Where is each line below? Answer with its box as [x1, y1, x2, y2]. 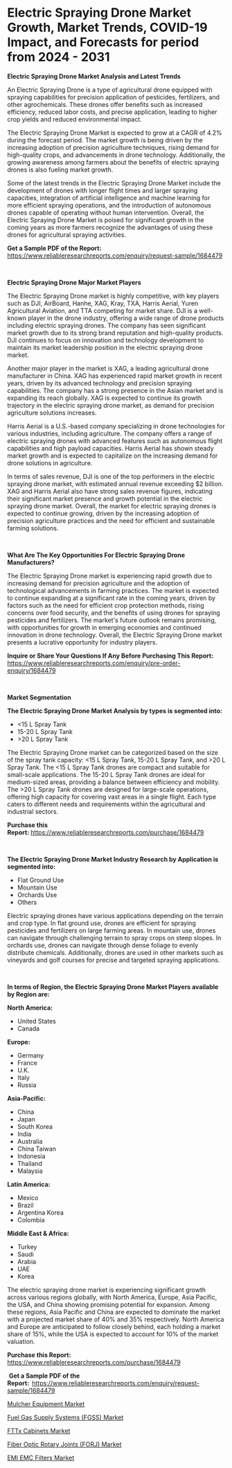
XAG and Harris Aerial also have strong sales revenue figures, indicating [7, 487, 213, 495]
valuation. [7, 1337, 35, 1345]
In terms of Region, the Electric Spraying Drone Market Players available [7, 983, 219, 991]
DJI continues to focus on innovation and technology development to [7, 335, 204, 344]
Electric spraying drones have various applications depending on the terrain [7, 911, 224, 919]
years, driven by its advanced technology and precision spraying [7, 378, 193, 387]
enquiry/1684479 [7, 666, 56, 674]
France [17, 1058, 38, 1067]
